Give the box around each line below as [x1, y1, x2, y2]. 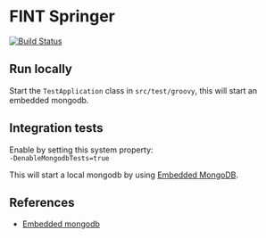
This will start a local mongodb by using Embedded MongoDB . [9, 169, 239, 180]
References [9, 194, 75, 210]
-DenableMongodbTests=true [9, 153, 110, 162]
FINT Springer [9, 6, 116, 27]
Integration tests [9, 120, 104, 135]
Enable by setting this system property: [9, 144, 154, 155]
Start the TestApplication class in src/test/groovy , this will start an [9, 85, 257, 95]
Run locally [9, 62, 73, 77]
